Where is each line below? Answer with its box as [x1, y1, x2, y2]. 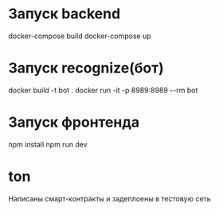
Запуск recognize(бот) [8, 59, 165, 77]
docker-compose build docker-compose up [8, 31, 151, 41]
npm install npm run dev [8, 139, 88, 149]
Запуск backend [8, 5, 121, 23]
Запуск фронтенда [8, 113, 140, 131]
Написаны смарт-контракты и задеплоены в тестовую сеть [8, 193, 211, 203]
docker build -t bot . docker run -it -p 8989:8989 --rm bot [8, 85, 198, 95]
